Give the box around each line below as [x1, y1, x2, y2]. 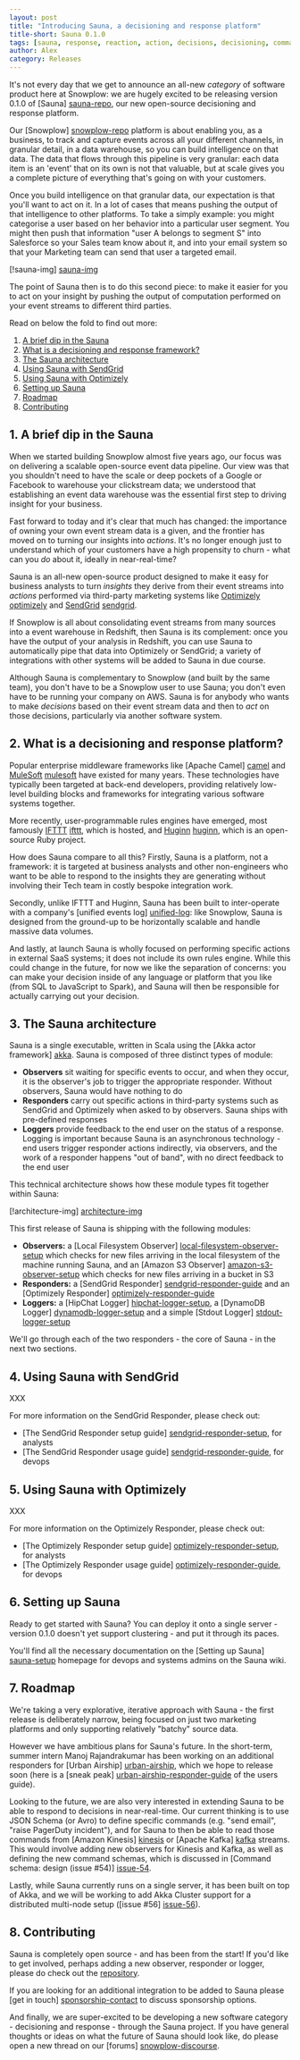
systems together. [9, 797, 76, 809]
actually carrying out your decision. [9, 990, 140, 1001]
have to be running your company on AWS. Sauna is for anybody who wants [9, 691, 290, 702]
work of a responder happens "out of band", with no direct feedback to [21, 1152, 284, 1163]
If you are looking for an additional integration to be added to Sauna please [9, 1985, 285, 1996]
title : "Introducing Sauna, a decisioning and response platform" [9, 21, 262, 30]
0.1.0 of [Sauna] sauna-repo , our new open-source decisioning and [9, 98, 256, 108]
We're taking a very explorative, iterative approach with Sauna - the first [9, 1704, 274, 1715]
